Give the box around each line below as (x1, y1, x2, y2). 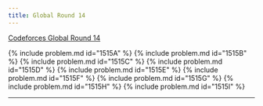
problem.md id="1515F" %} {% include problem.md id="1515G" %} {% (8, 73, 234, 82)
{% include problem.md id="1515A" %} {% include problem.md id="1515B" (8, 48, 247, 57)
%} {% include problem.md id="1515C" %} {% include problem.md (8, 57, 223, 66)
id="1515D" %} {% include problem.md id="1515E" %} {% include (8, 64, 218, 75)
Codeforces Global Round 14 (8, 33, 101, 42)
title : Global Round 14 (8, 11, 86, 20)
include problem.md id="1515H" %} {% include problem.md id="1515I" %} (8, 82, 245, 91)
